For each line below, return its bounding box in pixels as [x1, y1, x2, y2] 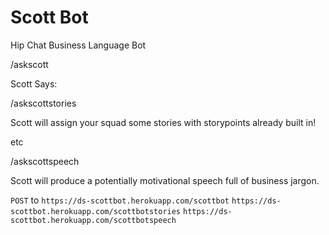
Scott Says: [10, 77, 58, 90]
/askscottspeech [10, 155, 80, 167]
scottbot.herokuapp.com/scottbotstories [10, 206, 182, 216]
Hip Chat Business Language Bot [10, 39, 147, 51]
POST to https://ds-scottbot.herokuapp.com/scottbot [10, 194, 230, 206]
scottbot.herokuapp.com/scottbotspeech [10, 215, 177, 225]
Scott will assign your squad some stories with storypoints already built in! [10, 116, 317, 128]
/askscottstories [10, 97, 77, 109]
